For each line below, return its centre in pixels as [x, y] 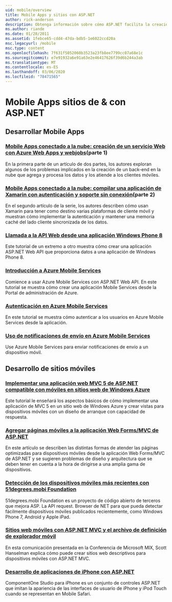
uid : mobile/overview [28, 10]
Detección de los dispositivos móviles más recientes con [77, 483]
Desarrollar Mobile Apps [45, 132]
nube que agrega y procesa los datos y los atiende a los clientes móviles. [82, 175]
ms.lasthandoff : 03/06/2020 [35, 72]
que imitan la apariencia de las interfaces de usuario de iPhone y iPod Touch [86, 588]
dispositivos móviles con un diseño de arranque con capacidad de [75, 411]
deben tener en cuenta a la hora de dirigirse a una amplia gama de [76, 464]
